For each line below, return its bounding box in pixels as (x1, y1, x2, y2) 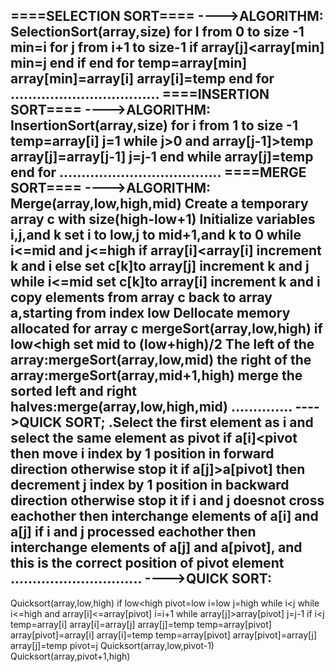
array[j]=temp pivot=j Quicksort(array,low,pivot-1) (10, 639, 215, 651)
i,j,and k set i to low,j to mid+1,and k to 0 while (10, 227, 302, 244)
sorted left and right (10, 383, 138, 400)
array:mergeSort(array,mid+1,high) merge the (10, 367, 303, 384)
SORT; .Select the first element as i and (64, 414, 314, 431)
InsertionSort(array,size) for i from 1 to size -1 (10, 117, 298, 134)
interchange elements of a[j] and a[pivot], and (10, 539, 303, 556)
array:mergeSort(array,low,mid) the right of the (10, 352, 312, 369)
